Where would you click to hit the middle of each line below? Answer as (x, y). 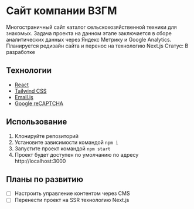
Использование (37, 122)
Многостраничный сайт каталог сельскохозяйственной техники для (91, 27)
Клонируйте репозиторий (47, 136)
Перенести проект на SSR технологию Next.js (72, 200)
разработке (21, 52)
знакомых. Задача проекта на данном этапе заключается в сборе (89, 33)
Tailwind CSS (30, 91)
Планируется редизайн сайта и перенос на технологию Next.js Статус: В (97, 46)
